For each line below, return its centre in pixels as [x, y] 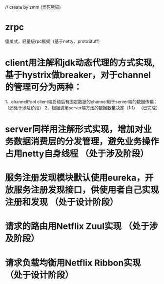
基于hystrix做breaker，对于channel [78, 75]
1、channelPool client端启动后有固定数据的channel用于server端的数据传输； [82, 101]
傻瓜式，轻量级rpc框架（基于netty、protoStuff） [54, 41]
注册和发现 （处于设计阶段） [62, 202]
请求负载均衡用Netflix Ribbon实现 [73, 263]
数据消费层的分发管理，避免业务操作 [87, 142]
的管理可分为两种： [44, 87]
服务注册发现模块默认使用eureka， [75, 178]
